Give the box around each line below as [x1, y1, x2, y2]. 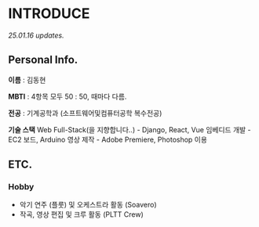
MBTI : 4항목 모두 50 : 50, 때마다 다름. [8, 92, 127, 101]
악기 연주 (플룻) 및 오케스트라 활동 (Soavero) [19, 200, 157, 210]
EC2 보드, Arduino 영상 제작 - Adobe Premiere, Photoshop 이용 [8, 135, 208, 144]
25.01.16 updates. [8, 31, 64, 40]
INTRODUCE [8, 5, 90, 23]
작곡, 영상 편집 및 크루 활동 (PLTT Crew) [19, 210, 144, 219]
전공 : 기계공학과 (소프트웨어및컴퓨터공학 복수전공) [8, 108, 162, 117]
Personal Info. [8, 53, 78, 67]
